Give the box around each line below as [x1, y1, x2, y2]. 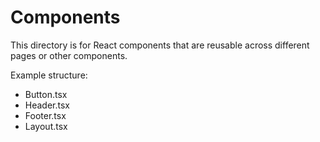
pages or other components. [10, 49, 128, 61]
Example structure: [10, 69, 88, 81]
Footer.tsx [24, 109, 67, 121]
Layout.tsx [24, 120, 68, 132]
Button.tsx [24, 88, 68, 100]
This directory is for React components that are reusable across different [10, 39, 310, 51]
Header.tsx [24, 99, 70, 111]
